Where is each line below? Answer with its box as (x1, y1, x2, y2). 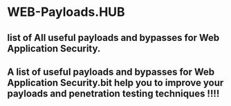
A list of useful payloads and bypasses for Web (7, 66, 215, 78)
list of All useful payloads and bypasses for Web (7, 32, 220, 44)
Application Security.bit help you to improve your (7, 77, 224, 89)
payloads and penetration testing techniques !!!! (7, 87, 220, 99)
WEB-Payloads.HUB (7, 4, 126, 20)
